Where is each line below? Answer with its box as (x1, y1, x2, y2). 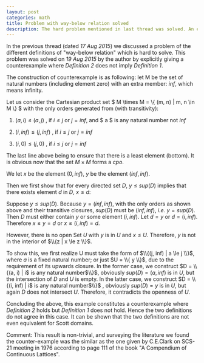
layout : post (6, 9, 39, 15)
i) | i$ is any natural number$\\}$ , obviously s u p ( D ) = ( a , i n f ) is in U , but (16, 269, 194, 277)
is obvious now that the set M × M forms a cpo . (6, 159, 124, 166)
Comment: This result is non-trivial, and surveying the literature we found (6, 331, 189, 339)
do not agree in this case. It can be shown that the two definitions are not (6, 313, 189, 320)
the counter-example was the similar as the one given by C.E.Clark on (6, 338, 181, 345)
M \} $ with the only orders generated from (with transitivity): (6, 105, 159, 112)
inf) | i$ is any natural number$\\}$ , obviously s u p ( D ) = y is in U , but (15, 282, 186, 289)
